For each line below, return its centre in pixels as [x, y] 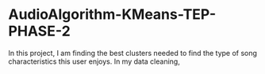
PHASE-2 [40, 31]
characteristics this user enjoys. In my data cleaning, [94, 61]
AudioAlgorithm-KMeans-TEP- [112, 15]
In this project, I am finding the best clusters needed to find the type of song [133, 53]
